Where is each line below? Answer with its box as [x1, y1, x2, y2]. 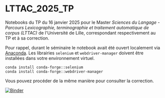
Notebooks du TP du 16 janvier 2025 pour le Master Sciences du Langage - [5, 19, 160, 25]
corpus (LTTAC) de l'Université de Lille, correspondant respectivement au [5, 30, 156, 36]
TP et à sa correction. [5, 35, 50, 41]
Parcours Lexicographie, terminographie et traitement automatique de [5, 24, 149, 30]
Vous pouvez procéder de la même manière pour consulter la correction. [5, 78, 154, 84]
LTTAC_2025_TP [5, 3, 74, 14]
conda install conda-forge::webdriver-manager [5, 69, 103, 74]
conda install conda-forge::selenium [5, 65, 83, 70]
